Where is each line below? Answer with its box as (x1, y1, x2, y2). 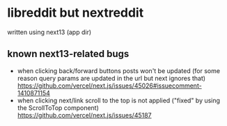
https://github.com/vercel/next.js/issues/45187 (17, 111, 152, 119)
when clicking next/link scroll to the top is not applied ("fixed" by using (17, 96, 221, 104)
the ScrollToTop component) (17, 103, 100, 112)
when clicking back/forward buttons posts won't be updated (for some (17, 66, 221, 74)
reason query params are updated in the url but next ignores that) (17, 74, 206, 82)
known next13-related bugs (7, 48, 130, 60)
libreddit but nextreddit (7, 5, 144, 21)
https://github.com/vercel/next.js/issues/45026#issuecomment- (17, 81, 202, 90)
